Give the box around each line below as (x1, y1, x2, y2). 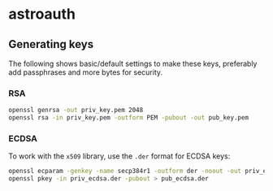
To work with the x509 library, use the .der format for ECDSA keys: (8, 151, 231, 161)
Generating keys (8, 37, 94, 51)
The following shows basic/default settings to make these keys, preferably (8, 59, 258, 68)
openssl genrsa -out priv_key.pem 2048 (8, 106, 144, 115)
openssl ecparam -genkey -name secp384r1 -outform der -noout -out (8, 167, 242, 176)
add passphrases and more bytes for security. (8, 67, 163, 77)
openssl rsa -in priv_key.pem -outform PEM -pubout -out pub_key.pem (8, 114, 249, 122)
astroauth (8, 5, 76, 24)
